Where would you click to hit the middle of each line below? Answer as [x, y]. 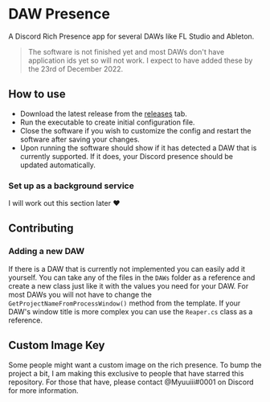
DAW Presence [59, 14]
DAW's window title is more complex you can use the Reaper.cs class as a [131, 311]
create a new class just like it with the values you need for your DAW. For [129, 285]
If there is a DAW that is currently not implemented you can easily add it [127, 269]
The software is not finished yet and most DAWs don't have [126, 51]
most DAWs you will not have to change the [80, 294]
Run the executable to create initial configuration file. [107, 122]
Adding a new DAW [47, 252]
